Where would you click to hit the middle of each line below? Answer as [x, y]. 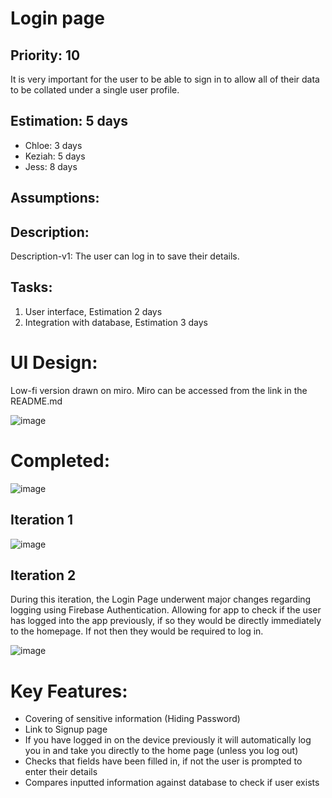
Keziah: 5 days [55, 156]
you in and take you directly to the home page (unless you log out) [161, 751]
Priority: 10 [45, 55]
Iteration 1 [42, 520]
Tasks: [31, 287]
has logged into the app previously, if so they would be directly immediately [166, 621]
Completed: [60, 460]
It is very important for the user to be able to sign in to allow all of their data [165, 79]
